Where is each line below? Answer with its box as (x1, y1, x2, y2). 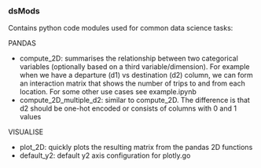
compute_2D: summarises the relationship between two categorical (19, 53, 238, 64)
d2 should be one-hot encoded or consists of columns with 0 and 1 (19, 104, 237, 113)
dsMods (8, 5, 41, 16)
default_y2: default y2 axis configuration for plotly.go (19, 151, 191, 160)
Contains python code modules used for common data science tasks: (8, 24, 233, 33)
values (19, 112, 42, 122)
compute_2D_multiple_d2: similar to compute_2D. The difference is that (19, 96, 250, 105)
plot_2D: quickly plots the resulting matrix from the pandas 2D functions (19, 143, 253, 152)
